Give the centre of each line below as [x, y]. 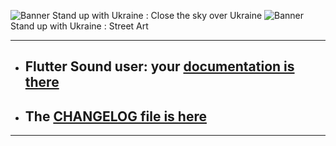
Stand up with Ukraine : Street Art [79, 26]
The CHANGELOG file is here [115, 116]
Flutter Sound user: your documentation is [159, 66]
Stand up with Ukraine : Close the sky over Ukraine [157, 15]
